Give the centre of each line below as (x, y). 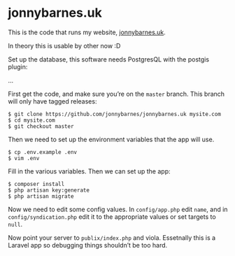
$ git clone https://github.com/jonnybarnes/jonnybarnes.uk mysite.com (114, 114)
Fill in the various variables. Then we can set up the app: (89, 171)
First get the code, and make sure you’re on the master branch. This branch (116, 94)
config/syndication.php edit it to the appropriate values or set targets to (112, 216)
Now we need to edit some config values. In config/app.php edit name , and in (118, 209)
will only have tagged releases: (52, 101)
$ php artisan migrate (41, 196)
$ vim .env (24, 158)
